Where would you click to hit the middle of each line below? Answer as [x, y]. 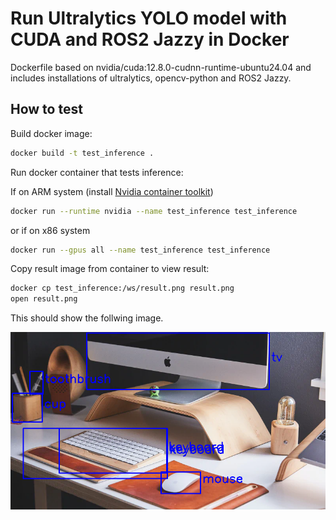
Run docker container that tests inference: [97, 172]
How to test [46, 109]
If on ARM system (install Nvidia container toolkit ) [112, 191]
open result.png [44, 299]
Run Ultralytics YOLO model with [149, 18]
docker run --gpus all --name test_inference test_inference [140, 250]
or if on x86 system [50, 230]
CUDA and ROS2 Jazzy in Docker [150, 39]
